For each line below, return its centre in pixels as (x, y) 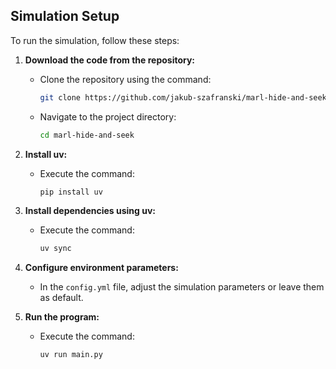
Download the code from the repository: (110, 60)
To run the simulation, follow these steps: (95, 40)
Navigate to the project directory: (108, 116)
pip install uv (71, 192)
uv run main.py (71, 355)
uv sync (55, 249)
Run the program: (62, 317)
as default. (61, 298)
